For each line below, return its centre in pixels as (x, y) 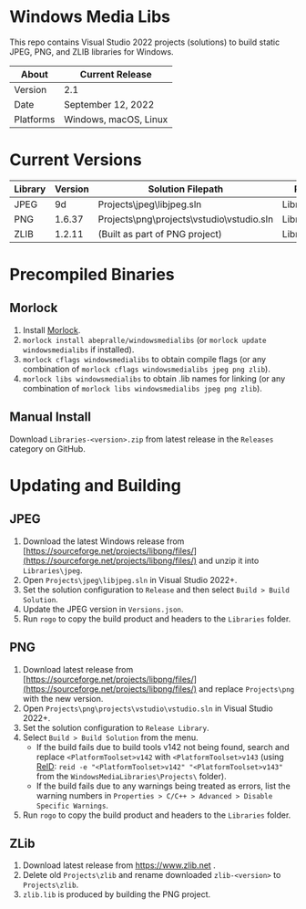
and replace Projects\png (247, 689)
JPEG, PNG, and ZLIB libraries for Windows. (92, 51)
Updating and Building (96, 485)
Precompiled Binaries (92, 275)
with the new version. (63, 698)
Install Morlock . (51, 329)
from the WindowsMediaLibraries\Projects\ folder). (131, 776)
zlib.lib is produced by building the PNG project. (117, 894)
